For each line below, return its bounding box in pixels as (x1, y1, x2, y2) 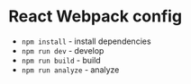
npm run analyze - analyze (21, 64, 120, 75)
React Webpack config (8, 6, 182, 27)
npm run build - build (21, 55, 101, 65)
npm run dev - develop (21, 45, 105, 55)
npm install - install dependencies (21, 36, 151, 46)
